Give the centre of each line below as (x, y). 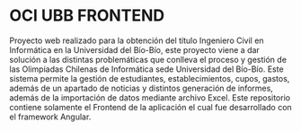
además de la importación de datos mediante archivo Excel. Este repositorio (150, 97)
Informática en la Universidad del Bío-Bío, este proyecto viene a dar (135, 49)
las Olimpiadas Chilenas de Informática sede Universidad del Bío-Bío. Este (147, 69)
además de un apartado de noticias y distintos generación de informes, (142, 88)
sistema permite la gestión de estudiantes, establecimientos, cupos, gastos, (150, 78)
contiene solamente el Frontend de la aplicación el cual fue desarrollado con (150, 107)
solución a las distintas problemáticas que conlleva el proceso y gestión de (148, 59)
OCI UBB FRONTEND (87, 16)
